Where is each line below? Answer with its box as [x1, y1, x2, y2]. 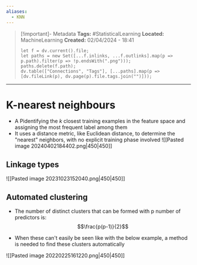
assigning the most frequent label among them [14, 124, 128, 131]
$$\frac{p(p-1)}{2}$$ [77, 223, 129, 230]
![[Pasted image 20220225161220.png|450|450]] [6, 252, 125, 259]
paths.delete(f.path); [20, 63, 76, 69]
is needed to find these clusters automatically [14, 241, 125, 248]
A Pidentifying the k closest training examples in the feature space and [14, 118, 186, 125]
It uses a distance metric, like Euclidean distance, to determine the [14, 130, 175, 137]
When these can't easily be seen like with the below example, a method [14, 235, 188, 242]
